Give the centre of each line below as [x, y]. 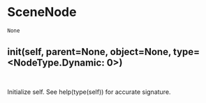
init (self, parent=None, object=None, [89, 52]
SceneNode [42, 12]
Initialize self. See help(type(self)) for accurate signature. [89, 92]
